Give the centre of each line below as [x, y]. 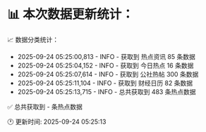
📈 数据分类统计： [33, 39]
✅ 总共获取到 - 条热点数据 [45, 107]
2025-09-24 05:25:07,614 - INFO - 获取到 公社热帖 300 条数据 [108, 74]
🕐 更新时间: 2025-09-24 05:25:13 [57, 121]
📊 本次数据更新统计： [71, 14]
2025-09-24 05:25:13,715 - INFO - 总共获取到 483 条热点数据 [107, 91]
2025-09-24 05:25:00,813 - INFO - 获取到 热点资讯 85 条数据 [106, 56]
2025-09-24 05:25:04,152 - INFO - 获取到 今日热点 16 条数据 [105, 65]
